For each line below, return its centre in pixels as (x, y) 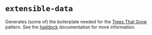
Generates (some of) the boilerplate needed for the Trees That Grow (76, 21)
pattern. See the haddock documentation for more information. (70, 27)
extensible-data (39, 9)
